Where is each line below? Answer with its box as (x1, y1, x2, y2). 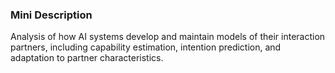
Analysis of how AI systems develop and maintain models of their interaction (10, 31, 326, 43)
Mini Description (10, 8, 93, 22)
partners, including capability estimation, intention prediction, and (10, 41, 282, 53)
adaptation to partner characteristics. (10, 52, 164, 64)
